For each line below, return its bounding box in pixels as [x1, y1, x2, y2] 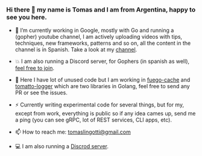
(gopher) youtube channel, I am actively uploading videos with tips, [14, 33, 183, 41]
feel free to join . [14, 65, 54, 72]
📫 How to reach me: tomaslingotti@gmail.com [14, 128, 131, 135]
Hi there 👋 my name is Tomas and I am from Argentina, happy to [6, 5, 196, 14]
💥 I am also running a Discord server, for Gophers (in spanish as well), [14, 57, 190, 65]
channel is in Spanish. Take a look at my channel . [14, 46, 137, 53]
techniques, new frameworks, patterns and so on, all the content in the [14, 39, 191, 47]
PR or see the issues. [14, 89, 68, 96]
